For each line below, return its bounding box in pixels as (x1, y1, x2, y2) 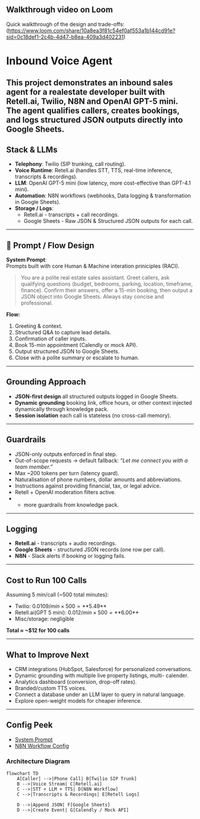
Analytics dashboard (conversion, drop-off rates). (14, 678, 137, 685)
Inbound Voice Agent (6, 54, 113, 67)
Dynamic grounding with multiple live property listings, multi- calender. (14, 672, 189, 679)
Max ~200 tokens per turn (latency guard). (14, 469, 120, 476)
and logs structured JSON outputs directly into (6, 115, 183, 125)
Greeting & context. (14, 322, 62, 330)
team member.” (14, 463, 53, 470)
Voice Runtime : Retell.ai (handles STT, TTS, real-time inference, (14, 167, 173, 174)
